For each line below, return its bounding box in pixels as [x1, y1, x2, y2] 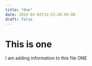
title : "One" [5, 7, 33, 13]
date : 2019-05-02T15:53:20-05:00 [5, 12, 76, 17]
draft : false [5, 17, 33, 22]
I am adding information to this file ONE [5, 55, 87, 61]
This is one [5, 38, 52, 50]
